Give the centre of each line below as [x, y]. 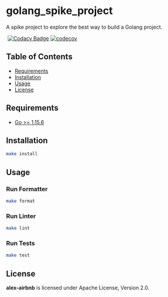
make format [20, 201]
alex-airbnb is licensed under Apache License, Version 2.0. [78, 288]
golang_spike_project [59, 11]
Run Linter [21, 216]
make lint [18, 228]
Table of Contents [40, 57]
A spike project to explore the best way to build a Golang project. [84, 27]
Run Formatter [27, 189]
